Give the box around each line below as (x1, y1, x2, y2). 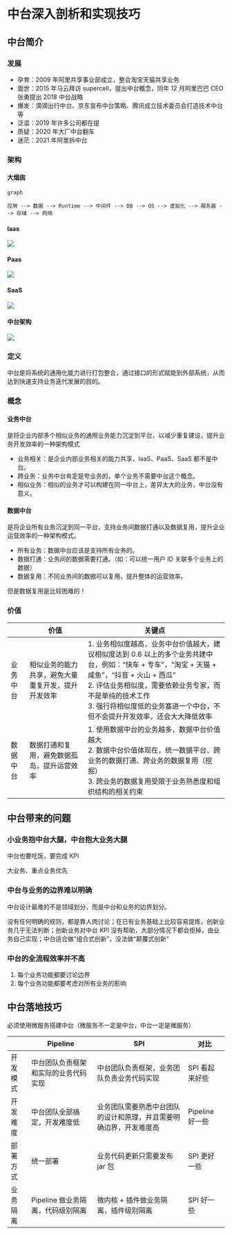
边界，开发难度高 (104, 1122, 160, 1132)
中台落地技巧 (7, 1001, 62, 1013)
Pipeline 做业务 (30, 1195, 80, 1205)
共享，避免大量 (29, 670, 78, 680)
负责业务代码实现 (104, 1073, 160, 1083)
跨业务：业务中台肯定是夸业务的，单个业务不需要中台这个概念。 (17, 472, 199, 481)
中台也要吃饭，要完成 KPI (7, 852, 79, 860)
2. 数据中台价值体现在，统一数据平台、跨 (87, 745, 221, 754)
